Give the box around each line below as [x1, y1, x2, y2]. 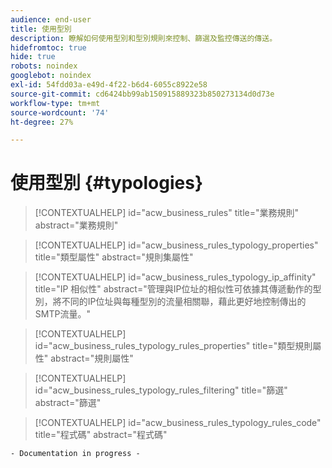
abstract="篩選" [34, 397, 102, 409]
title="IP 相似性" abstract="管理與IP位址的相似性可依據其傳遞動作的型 [34, 283, 322, 295]
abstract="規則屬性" [50, 352, 134, 365]
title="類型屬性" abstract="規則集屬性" [34, 251, 194, 263]
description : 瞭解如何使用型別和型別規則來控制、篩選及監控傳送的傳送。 [10, 33, 278, 43]
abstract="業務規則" [34, 219, 119, 231]
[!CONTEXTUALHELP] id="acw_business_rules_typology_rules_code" [34, 417, 322, 429]
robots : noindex [10, 61, 78, 71]
